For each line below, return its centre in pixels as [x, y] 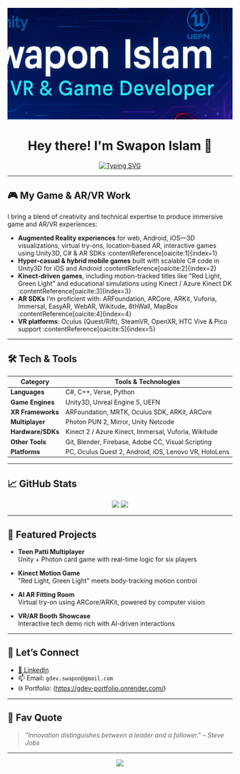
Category [35, 382]
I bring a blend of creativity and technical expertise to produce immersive [115, 216]
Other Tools [28, 442]
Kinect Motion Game [49, 573]
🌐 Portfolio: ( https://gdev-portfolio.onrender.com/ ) [92, 688]
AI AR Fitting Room [46, 594]
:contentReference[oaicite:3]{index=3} [75, 291]
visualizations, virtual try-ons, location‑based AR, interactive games [117, 245]
